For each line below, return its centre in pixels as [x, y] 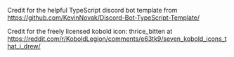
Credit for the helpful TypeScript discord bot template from [92, 10]
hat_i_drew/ [24, 46]
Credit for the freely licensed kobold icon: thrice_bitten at [90, 31]
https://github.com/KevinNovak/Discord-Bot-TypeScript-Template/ [104, 18]
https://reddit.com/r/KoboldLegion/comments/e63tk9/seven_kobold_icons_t [117, 39]
